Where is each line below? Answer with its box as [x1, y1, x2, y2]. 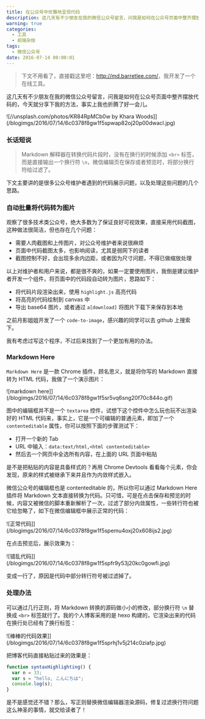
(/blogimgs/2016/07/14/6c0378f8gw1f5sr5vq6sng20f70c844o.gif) [6, 394, 173, 401]
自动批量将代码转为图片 [6, 203, 75, 212]
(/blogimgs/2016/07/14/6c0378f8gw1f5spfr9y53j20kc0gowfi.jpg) [6, 559, 170, 567]
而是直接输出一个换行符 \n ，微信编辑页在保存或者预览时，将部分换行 [21, 158, 195, 165]
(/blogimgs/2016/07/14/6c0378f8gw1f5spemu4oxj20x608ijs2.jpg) [6, 527, 172, 534]
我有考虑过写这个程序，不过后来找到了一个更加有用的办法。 [6, 337, 156, 345]
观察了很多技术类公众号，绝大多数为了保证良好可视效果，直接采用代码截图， [6, 219, 199, 226]
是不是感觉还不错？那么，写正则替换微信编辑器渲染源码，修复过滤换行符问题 [6, 699, 199, 706]
